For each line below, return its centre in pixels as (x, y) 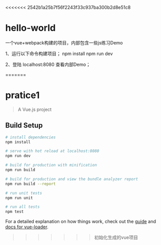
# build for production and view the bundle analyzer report (72, 179)
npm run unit (19, 198)
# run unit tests (24, 193)
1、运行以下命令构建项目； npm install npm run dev (59, 54)
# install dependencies (31, 137)
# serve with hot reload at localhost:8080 (52, 151)
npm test (15, 212)
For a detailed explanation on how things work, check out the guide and (81, 222)
